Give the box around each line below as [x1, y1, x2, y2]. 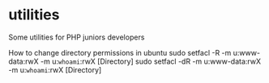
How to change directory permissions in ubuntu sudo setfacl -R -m [8, 48, 232, 57]
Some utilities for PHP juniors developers [8, 32, 145, 42]
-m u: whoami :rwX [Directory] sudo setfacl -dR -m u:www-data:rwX [40, 56, 262, 66]
